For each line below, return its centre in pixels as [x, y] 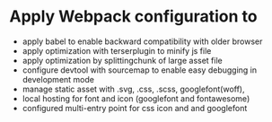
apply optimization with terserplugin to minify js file [117, 50]
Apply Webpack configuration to [133, 17]
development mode [58, 79]
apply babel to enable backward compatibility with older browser [142, 41]
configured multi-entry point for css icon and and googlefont [135, 108]
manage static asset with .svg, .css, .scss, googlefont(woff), [133, 89]
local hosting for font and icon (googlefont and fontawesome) [136, 98]
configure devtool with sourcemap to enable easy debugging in [140, 70]
